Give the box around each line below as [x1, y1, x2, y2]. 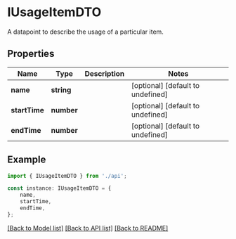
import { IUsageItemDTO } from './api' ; [7, 172, 128, 179]
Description [84, 68, 125, 78]
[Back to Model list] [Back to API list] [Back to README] [7, 224, 169, 232]
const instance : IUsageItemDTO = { [7, 185, 112, 192]
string [51, 85, 72, 95]
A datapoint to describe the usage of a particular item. [7, 27, 164, 36]
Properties [7, 48, 55, 60]
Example [7, 154, 46, 166]
